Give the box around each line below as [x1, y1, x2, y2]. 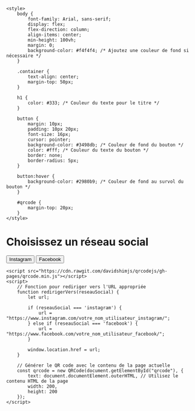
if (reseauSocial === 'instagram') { [28, 304, 122, 311]
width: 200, [28, 383, 58, 389]
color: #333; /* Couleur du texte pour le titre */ [28, 100, 160, 106]
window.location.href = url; [28, 346, 101, 353]
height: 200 [28, 388, 58, 395]
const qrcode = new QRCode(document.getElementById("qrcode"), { [17, 367, 184, 374]
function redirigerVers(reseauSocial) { [17, 289, 119, 295]
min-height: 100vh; [28, 37, 77, 43]
